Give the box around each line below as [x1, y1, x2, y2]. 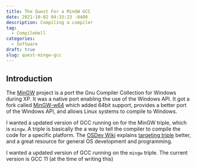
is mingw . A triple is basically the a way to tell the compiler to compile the [6, 125, 181, 132]
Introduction [6, 74, 53, 84]
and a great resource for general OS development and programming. [6, 138, 172, 145]
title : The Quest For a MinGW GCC [6, 8, 91, 15]
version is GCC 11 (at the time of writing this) [6, 156, 113, 163]
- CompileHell [11, 30, 46, 36]
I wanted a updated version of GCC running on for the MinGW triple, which [6, 119, 187, 126]
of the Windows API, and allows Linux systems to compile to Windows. [6, 108, 178, 115]
